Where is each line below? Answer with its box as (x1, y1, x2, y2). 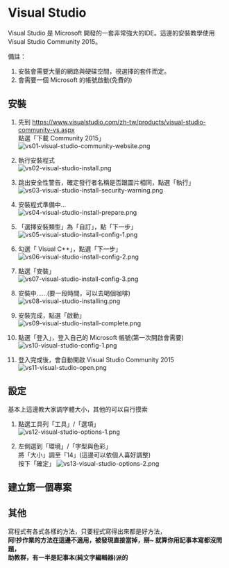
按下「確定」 (17, 459, 55, 467)
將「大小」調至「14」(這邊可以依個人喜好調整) (17, 451, 151, 459)
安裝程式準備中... (17, 200, 67, 209)
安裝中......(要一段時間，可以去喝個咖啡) (17, 289, 131, 297)
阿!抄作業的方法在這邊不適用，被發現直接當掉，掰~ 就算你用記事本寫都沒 (8, 535, 217, 544)
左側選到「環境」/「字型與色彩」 (17, 441, 112, 450)
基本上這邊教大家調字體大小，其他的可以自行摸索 (8, 405, 148, 413)
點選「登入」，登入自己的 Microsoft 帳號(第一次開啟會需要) (17, 333, 185, 341)
